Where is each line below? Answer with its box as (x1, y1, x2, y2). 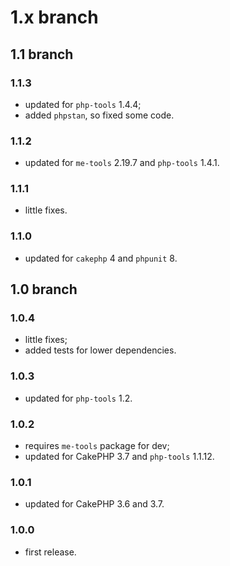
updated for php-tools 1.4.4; (24, 98, 142, 110)
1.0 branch (10, 281, 78, 298)
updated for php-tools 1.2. (24, 392, 133, 404)
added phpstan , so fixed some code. (24, 109, 175, 121)
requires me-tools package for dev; (24, 440, 170, 452)
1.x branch (10, 6, 99, 29)
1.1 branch (10, 46, 74, 63)
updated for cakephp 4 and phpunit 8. (24, 252, 178, 264)
